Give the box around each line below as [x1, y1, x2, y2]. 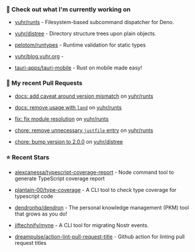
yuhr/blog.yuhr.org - [14, 53, 64, 60]
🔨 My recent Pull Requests [6, 79, 83, 87]
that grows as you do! [14, 210, 68, 217]
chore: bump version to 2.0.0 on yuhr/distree [14, 138, 123, 145]
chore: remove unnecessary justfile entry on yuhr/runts [14, 127, 154, 134]
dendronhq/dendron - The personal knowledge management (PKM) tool [14, 204, 189, 211]
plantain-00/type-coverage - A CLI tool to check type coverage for [14, 186, 177, 193]
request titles [14, 239, 47, 246]
